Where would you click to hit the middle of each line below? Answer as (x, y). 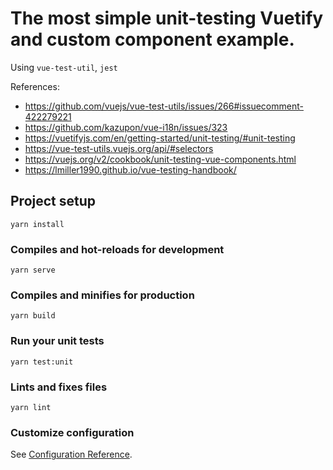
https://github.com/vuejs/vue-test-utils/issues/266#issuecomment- (164, 106)
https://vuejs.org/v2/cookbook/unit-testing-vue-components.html (160, 159)
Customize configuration (72, 432)
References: (35, 86)
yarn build (33, 316)
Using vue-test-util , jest (64, 67)
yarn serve (33, 270)
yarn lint (31, 407)
